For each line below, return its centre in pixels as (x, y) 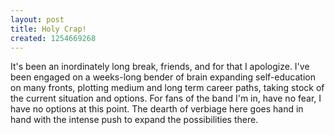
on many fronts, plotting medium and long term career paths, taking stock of (167, 88)
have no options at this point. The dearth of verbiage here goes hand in (157, 109)
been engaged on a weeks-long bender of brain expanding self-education (163, 77)
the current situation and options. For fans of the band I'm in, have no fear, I (166, 98)
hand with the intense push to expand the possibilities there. (134, 120)
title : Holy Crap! (48, 29)
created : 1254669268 (53, 38)
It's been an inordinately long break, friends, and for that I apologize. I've (160, 67)
